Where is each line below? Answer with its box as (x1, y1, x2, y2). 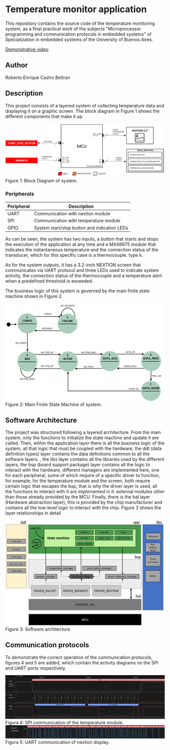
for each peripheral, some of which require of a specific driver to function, (5, 472, 160, 479)
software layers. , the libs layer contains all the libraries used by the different (5, 456, 164, 462)
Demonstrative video (5, 46, 49, 52)
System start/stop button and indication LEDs (34, 224, 129, 231)
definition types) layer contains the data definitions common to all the (5, 451, 150, 457)
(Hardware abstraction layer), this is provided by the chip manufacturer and (5, 499, 162, 505)
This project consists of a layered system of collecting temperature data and (5, 102, 164, 108)
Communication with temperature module (34, 218, 120, 224)
